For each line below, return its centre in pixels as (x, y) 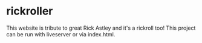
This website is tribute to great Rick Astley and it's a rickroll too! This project (101, 28)
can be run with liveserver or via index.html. (61, 34)
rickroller (30, 11)
